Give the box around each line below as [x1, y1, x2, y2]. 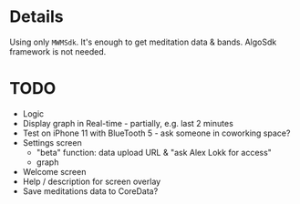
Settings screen [22, 137, 82, 148]
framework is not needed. [9, 46, 107, 56]
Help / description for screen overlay [22, 176, 161, 187]
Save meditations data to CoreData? [22, 185, 159, 197]
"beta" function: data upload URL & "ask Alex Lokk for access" [36, 147, 272, 158]
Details [9, 6, 64, 27]
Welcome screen [22, 166, 87, 177]
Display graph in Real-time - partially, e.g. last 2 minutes [22, 117, 234, 128]
